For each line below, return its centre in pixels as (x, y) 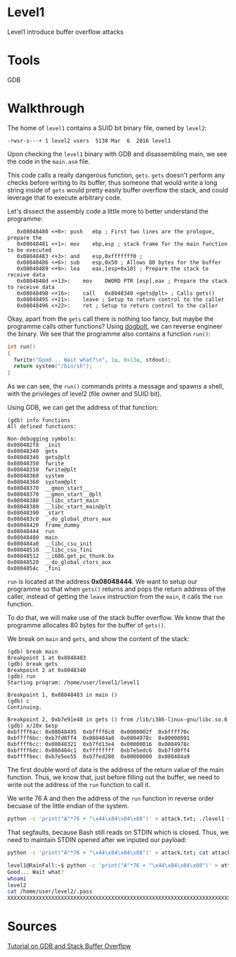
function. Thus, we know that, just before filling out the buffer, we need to (113, 777)
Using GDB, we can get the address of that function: (83, 408)
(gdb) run (22, 677)
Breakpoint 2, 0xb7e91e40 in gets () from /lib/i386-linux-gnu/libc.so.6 (118, 720)
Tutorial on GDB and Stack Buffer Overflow (69, 946)
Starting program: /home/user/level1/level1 (73, 683)
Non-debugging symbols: (42, 439)
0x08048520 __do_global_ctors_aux (59, 562)
